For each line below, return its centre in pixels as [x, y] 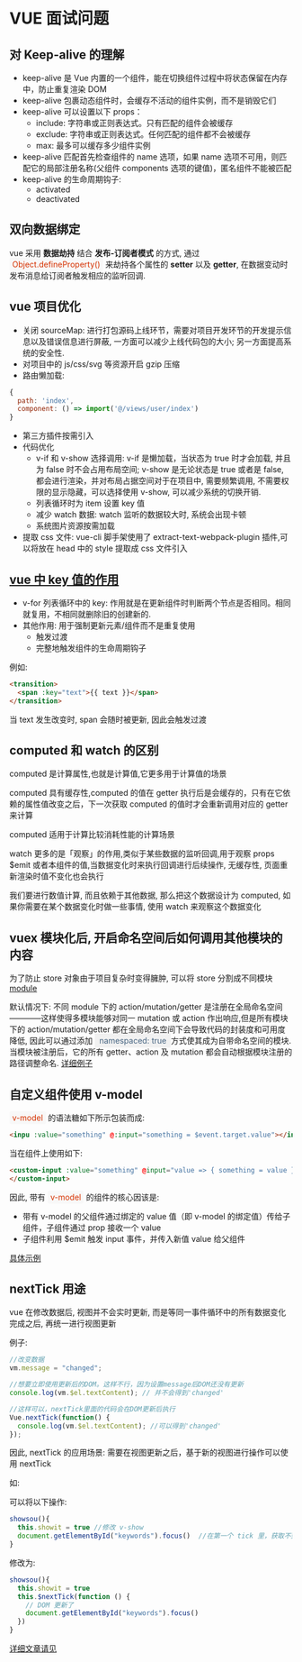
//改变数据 [27, 1360]
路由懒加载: [43, 375]
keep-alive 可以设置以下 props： [82, 112]
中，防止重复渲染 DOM [65, 89]
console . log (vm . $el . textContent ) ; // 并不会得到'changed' [117, 1393]
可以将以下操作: [38, 1502]
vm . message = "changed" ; [56, 1368]
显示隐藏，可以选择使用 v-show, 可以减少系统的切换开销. [156, 492]
